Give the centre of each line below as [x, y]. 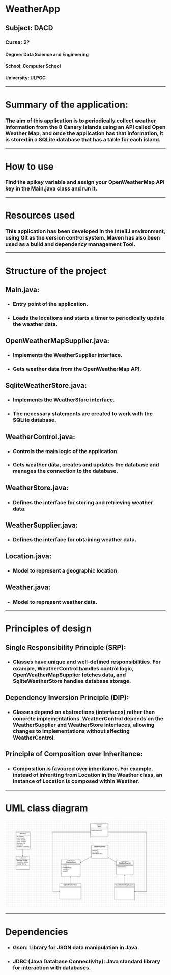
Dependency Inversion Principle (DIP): [67, 697]
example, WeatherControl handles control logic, [73, 668]
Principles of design [48, 628]
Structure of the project [56, 271]
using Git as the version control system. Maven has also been [83, 237]
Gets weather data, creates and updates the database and [86, 465]
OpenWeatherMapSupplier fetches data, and [69, 675]
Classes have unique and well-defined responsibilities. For [87, 662]
